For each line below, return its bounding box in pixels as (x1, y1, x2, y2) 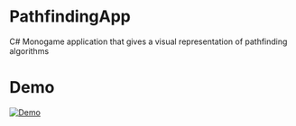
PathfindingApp (9, 6, 131, 27)
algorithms (9, 45, 50, 56)
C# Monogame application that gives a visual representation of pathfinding (9, 36, 288, 47)
